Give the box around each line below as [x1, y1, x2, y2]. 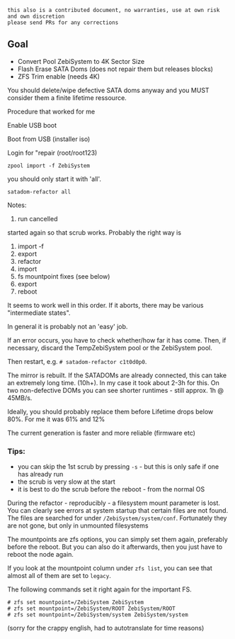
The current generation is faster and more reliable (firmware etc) [7, 428, 196, 437]
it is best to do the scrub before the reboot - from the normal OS [17, 485, 205, 494]
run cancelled [17, 214, 58, 223]
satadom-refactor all [7, 188, 71, 195]
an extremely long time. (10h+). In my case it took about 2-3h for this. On [7, 378, 219, 387]
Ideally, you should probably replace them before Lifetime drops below [7, 407, 214, 416]
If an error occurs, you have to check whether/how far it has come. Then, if [7, 335, 227, 344]
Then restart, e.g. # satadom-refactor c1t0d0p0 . [7, 357, 147, 365]
